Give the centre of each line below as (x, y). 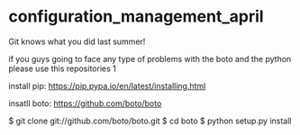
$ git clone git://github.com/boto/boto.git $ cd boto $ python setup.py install (150, 121)
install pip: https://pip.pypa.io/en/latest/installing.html (107, 85)
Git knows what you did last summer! (77, 41)
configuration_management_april (136, 17)
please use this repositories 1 (62, 68)
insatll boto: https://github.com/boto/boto (85, 103)
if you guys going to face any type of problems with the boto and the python (150, 58)
